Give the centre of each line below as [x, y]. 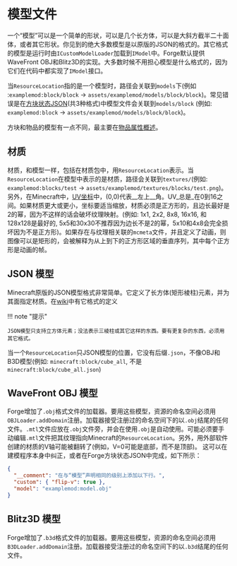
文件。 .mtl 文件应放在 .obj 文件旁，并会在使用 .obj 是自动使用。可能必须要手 [116, 429]
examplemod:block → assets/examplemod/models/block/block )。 [98, 112]
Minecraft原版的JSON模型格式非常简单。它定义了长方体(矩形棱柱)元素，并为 [119, 292]
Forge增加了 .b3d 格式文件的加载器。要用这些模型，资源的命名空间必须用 [112, 537]
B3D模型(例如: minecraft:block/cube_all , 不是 [75, 361]
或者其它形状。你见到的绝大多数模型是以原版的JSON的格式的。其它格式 [124, 44]
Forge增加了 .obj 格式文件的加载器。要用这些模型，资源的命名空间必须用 [112, 411]
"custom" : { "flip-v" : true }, [60, 482]
